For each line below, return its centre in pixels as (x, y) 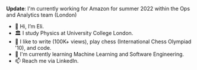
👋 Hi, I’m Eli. (29, 26)
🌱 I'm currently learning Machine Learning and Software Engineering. (99, 54)
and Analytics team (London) (42, 15)
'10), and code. (33, 48)
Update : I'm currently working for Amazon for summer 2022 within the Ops (98, 9)
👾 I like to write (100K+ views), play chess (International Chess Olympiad (103, 42)
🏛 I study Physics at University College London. (74, 33)
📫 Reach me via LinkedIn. (47, 61)
